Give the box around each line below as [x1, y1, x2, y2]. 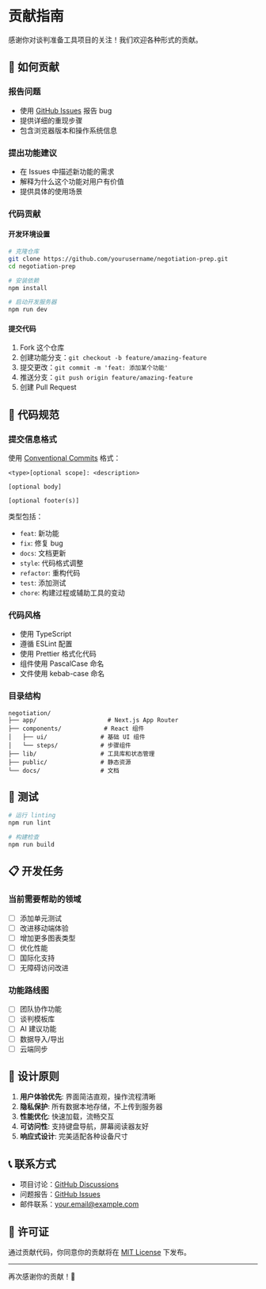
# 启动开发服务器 [8, 298, 57, 306]
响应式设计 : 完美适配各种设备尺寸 [19, 1131, 128, 1142]
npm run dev [8, 306, 47, 314]
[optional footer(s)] [8, 497, 80, 505]
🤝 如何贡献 [8, 60, 59, 74]
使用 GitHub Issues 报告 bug [19, 105, 112, 115]
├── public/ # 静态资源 [8, 758, 132, 766]
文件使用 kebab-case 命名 [19, 669, 105, 679]
